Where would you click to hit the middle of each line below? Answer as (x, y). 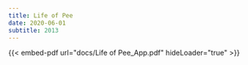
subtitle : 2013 (34, 30)
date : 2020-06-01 (37, 23)
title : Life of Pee (41, 15)
